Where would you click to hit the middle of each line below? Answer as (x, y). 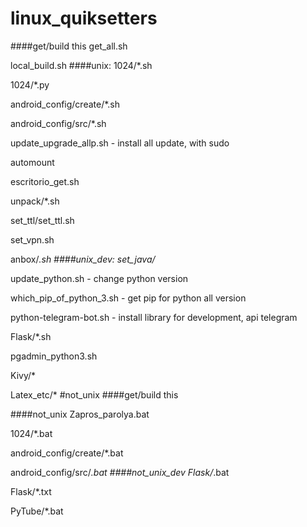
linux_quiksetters (84, 18)
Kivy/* (23, 375)
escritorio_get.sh (45, 181)
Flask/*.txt (31, 491)
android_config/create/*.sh (65, 104)
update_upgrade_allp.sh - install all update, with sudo (120, 143)
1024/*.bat (31, 433)
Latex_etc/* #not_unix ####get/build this (94, 394)
